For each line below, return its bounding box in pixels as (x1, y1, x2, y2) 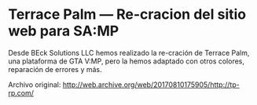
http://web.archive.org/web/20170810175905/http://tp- (62, 80, 240, 89)
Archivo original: (8, 80, 61, 89)
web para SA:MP (8, 22, 119, 40)
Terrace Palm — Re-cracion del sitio (8, 5, 246, 24)
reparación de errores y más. (8, 64, 102, 74)
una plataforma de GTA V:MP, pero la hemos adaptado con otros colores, (8, 56, 245, 66)
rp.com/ (8, 88, 34, 97)
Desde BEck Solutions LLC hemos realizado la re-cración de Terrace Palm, (8, 48, 250, 57)
